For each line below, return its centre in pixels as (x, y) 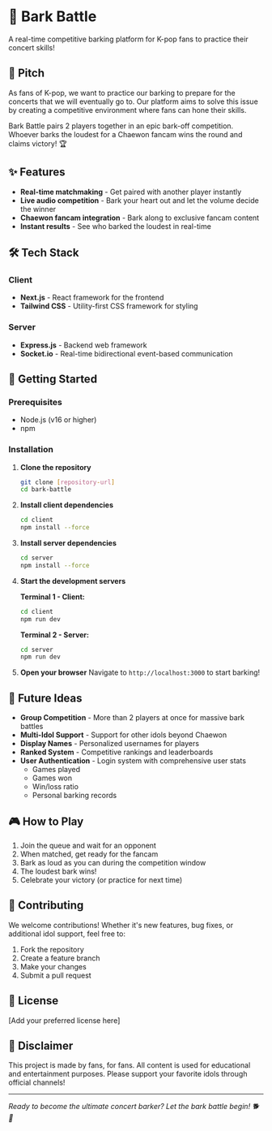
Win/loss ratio (55, 787)
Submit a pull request (55, 975)
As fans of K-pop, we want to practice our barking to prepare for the (122, 93)
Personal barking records (74, 796)
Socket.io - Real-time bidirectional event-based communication (126, 353)
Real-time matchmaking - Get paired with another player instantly (131, 192)
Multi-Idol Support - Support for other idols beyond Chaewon (123, 735)
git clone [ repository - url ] (67, 482)
